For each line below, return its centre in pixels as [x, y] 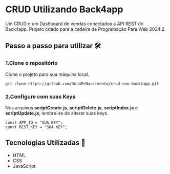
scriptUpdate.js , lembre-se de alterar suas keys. [57, 113]
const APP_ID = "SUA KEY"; [34, 122]
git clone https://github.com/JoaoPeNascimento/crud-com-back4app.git [82, 84]
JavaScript [24, 166]
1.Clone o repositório [31, 63]
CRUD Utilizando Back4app [64, 9]
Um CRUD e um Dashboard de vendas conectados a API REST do [75, 24]
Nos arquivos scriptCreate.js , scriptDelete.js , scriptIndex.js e [72, 108]
